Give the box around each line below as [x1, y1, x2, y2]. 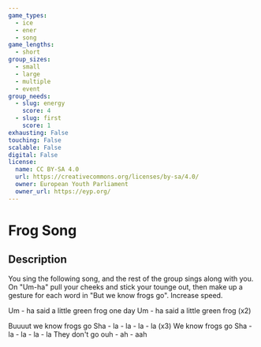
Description [8, 253, 67, 267]
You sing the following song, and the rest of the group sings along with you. [8, 274, 254, 283]
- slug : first [15, 114, 62, 122]
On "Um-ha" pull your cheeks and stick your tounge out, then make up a [8, 282, 243, 292]
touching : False [8, 136, 62, 144]
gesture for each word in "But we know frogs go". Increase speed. [8, 290, 223, 300]
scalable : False [8, 144, 62, 151]
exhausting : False [8, 129, 69, 136]
